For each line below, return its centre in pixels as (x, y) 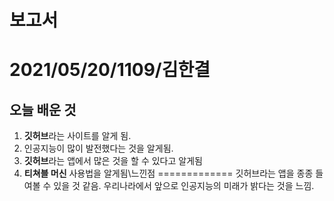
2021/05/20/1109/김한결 (110, 70)
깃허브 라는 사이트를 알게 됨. (77, 136)
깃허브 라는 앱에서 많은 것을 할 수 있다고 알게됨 (113, 161)
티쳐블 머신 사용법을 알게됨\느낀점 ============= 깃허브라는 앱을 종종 (168, 173)
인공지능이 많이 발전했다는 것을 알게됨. (98, 148)
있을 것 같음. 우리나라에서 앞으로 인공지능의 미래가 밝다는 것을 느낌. (184, 186)
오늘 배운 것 (43, 109)
